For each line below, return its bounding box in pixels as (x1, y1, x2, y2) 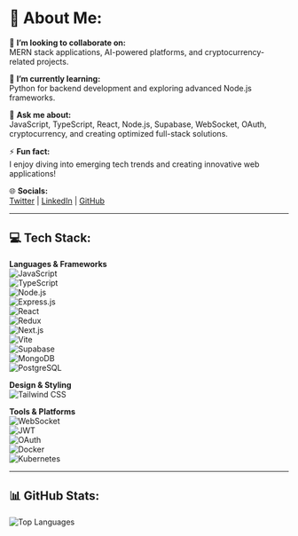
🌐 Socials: (9, 185, 49, 196)
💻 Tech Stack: (9, 231, 91, 246)
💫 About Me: (9, 8, 103, 28)
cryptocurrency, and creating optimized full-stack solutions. (9, 128, 229, 138)
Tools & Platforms (9, 406, 76, 416)
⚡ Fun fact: (9, 146, 51, 156)
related (9, 56, 35, 67)
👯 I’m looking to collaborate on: (9, 37, 126, 48)
